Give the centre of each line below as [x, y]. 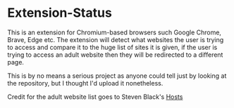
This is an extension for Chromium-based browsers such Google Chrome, [115, 32]
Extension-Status [60, 13]
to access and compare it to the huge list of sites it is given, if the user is [112, 47]
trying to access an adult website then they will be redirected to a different [115, 55]
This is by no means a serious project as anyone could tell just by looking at [117, 76]
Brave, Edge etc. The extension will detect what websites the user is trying [116, 39]
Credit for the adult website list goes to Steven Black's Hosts [95, 97]
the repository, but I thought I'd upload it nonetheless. [85, 83]
